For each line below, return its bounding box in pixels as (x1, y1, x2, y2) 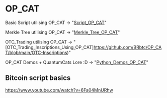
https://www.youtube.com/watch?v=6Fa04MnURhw (5, 87, 113, 93)
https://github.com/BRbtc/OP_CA (93, 44, 162, 50)
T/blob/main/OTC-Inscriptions (5, 49, 67, 55)
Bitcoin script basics (5, 73, 71, 82)
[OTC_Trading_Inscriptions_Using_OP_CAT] (5, 44, 94, 50)
